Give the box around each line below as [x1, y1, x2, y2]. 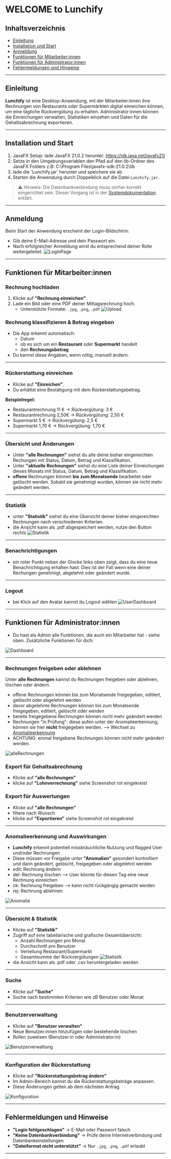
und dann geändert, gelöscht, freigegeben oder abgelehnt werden [12, 860, 152, 867]
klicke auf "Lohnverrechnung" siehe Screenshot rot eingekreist [12, 780, 148, 786]
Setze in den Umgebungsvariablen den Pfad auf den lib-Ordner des [12, 158, 155, 164]
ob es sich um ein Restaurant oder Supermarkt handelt [20, 341, 137, 348]
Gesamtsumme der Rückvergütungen [20, 954, 99, 960]
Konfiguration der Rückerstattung [5, 1061, 91, 1068]
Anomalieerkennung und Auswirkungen [5, 833, 107, 840]
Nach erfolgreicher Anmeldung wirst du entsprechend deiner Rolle [12, 243, 152, 250]
